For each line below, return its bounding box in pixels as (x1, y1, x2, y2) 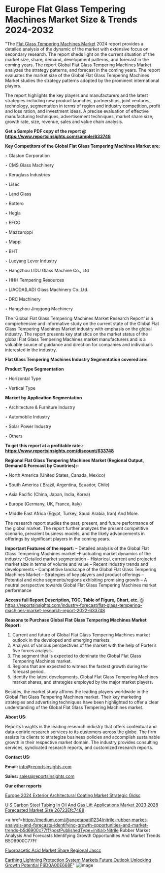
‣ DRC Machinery (5, 296, 41, 302)
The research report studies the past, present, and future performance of (5, 520, 154, 526)
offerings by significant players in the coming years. (5, 536, 111, 541)
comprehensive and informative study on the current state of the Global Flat (5, 320, 159, 327)
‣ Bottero (5, 200, 24, 206)
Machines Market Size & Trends (5, 14, 138, 25)
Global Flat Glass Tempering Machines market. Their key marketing (5, 694, 142, 700)
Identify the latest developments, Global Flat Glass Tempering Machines (12, 673, 159, 680)
